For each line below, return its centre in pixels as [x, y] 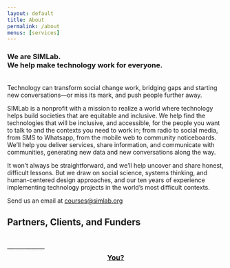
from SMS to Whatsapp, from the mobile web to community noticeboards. [112, 137]
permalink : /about [33, 26]
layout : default [30, 13]
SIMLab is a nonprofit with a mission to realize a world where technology [110, 108]
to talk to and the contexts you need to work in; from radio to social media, [113, 130]
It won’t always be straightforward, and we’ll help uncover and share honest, [115, 165]
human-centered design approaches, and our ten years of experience [106, 180]
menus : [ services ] [33, 33]
